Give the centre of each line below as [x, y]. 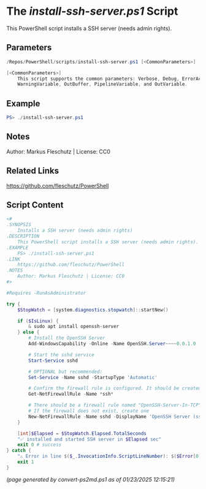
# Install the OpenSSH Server [67, 338]
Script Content [35, 205]
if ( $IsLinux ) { [38, 321]
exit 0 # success [40, 445]
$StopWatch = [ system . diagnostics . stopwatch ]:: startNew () [93, 310]
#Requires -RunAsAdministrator [46, 293]
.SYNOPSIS [19, 225]
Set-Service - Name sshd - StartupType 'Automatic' [93, 377]
